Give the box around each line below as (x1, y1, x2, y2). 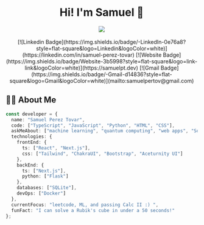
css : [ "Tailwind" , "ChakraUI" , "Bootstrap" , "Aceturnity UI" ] (21, 151, 183, 157)
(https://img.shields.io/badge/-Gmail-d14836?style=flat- (30, 70, 173, 78)
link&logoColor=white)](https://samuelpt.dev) (24, 64, 138, 71)
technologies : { (11, 134, 52, 140)
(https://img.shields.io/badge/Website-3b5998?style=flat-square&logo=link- (5, 57, 198, 65)
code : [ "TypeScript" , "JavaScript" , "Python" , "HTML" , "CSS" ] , (11, 122, 175, 129)
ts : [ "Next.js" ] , (21, 168, 66, 174)
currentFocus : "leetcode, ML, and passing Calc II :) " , (11, 201, 159, 208)
